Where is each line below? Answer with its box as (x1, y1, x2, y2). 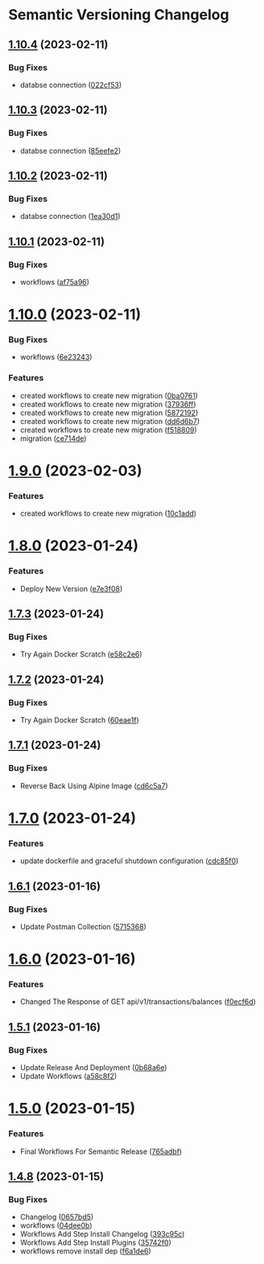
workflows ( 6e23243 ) (19, 352, 93, 362)
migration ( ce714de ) (19, 433, 87, 443)
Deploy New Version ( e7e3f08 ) (19, 583, 123, 593)
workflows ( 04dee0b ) (19, 1221, 93, 1230)
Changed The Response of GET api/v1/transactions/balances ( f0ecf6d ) (19, 997, 256, 1007)
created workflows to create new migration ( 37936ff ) (19, 399, 196, 409)
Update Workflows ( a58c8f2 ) (19, 1072, 118, 1081)
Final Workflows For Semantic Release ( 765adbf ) (19, 1147, 183, 1156)
